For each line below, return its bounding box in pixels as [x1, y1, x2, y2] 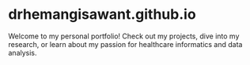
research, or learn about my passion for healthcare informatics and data [8, 39, 243, 49]
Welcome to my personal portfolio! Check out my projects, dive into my [8, 31, 240, 41]
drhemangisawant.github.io [8, 5, 196, 23]
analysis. [8, 48, 37, 57]
